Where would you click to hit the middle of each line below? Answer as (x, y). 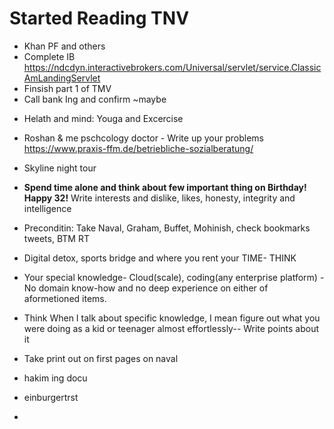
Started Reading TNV (99, 18)
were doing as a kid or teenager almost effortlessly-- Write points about (171, 328)
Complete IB (49, 56)
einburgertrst (51, 397)
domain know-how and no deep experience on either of (153, 288)
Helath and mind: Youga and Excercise (103, 118)
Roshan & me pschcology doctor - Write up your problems (143, 138)
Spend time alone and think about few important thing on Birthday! (165, 187)
